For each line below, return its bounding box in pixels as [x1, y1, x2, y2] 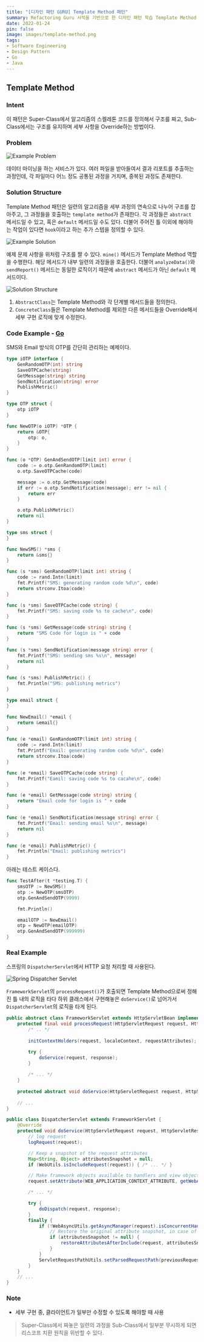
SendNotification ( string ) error [17, 379, 99, 385]
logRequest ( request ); [28, 1139, 83, 1145]
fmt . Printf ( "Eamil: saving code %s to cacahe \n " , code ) [17, 776, 162, 782]
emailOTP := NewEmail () [17, 917, 78, 923]
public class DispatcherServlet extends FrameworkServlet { [6, 1116, 162, 1122]
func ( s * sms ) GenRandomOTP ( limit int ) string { [6, 568, 132, 575]
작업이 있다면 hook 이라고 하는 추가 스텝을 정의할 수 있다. [12, 226, 145, 233]
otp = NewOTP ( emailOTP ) [17, 923, 78, 929]
